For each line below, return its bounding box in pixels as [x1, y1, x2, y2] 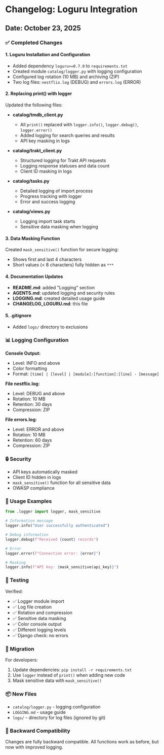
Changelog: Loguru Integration [5, 4, 138, 15]
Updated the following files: [5, 101, 63, 108]
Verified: [5, 588, 23, 594]
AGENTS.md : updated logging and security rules [12, 290, 115, 296]
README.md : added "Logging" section [12, 285, 95, 291]
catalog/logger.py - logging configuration [12, 704, 101, 710]
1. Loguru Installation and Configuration [5, 52, 91, 58]
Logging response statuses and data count [20, 162, 110, 168]
